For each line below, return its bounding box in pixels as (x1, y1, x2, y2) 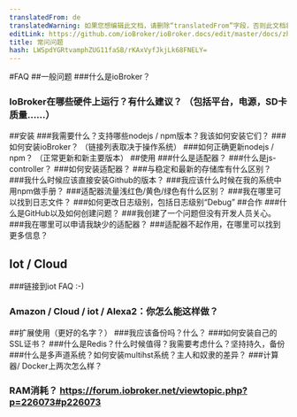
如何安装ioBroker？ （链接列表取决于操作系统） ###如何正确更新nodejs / (9, 142, 274, 152)
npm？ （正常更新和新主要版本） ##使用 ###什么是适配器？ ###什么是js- (9, 152, 277, 164)
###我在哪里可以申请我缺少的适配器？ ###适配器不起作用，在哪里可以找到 (9, 219, 281, 230)
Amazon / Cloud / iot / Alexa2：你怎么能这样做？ (9, 305, 219, 318)
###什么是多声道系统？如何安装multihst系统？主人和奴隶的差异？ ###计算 (9, 349, 279, 359)
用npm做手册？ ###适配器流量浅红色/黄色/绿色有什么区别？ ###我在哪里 (9, 186, 274, 197)
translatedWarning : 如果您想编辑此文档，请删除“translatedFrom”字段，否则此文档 (9, 21, 286, 30)
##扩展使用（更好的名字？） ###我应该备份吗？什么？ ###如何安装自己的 (9, 327, 278, 337)
